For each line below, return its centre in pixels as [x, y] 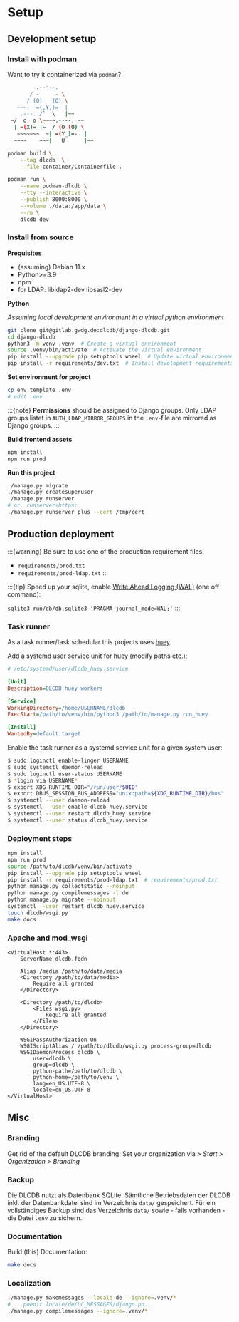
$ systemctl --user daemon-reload [59, 800]
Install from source [41, 237]
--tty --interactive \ [54, 193]
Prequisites [25, 253]
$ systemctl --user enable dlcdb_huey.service [78, 807]
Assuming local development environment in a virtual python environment [116, 317]
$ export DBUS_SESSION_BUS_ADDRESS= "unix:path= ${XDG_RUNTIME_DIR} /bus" [116, 794]
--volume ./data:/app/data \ [63, 206]
